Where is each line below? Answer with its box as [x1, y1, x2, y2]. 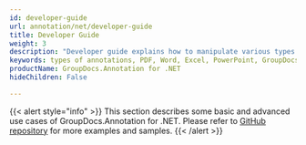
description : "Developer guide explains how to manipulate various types [9, 47, 296, 57]
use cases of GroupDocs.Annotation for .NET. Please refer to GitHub [9, 115, 267, 126]
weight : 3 [9, 38, 47, 48]
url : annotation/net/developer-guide [9, 22, 153, 31]
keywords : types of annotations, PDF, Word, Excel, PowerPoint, [9, 56, 259, 65]
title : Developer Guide [9, 30, 100, 39]
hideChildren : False [9, 73, 88, 82]
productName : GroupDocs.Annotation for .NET [9, 65, 181, 74]
